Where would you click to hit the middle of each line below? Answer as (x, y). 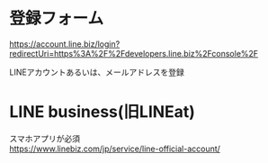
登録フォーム (57, 18)
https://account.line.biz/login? (65, 44)
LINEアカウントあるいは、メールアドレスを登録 (97, 72)
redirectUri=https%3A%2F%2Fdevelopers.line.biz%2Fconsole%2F (134, 53)
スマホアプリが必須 (45, 138)
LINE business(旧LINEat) (103, 112)
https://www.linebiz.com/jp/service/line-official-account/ (115, 149)
